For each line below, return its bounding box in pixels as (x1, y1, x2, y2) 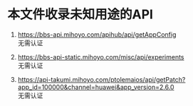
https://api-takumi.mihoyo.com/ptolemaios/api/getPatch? (17, 75, 186, 83)
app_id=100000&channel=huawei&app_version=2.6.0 (17, 83, 174, 91)
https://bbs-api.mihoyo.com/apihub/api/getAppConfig (17, 30, 177, 39)
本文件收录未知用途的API (7, 6, 153, 23)
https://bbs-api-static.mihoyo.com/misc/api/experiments (17, 52, 184, 61)
